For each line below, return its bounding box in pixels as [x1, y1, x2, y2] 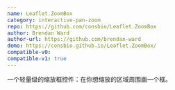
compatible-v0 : [7, 49, 51, 56]
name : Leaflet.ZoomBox [7, 10, 73, 17]
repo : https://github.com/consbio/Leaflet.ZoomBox [7, 23, 157, 30]
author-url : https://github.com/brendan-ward [7, 36, 141, 43]
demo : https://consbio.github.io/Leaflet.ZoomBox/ [7, 42, 157, 49]
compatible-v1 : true [7, 55, 67, 62]
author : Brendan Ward [7, 29, 70, 37]
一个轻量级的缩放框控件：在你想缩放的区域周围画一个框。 [7, 75, 172, 83]
